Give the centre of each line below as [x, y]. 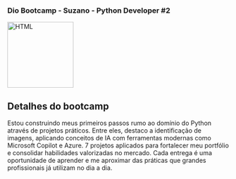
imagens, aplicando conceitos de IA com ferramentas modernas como [109, 138]
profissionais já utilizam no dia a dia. [60, 168]
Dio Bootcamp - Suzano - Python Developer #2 [89, 11]
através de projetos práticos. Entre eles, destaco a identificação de [105, 131]
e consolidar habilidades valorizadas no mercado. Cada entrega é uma [110, 153]
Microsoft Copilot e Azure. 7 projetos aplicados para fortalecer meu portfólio [118, 145]
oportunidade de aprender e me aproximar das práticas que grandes [107, 161]
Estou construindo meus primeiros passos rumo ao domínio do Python [110, 123]
